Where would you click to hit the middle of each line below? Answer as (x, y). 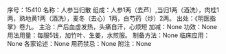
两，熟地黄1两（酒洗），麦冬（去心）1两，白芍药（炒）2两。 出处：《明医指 (112, 18)
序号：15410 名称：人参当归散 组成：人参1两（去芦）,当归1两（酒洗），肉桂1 (113, 10)
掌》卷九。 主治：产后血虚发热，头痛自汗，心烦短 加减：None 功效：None (112, 27)
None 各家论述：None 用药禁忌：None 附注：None (79, 44)
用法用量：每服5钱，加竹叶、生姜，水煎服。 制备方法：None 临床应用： (109, 35)
